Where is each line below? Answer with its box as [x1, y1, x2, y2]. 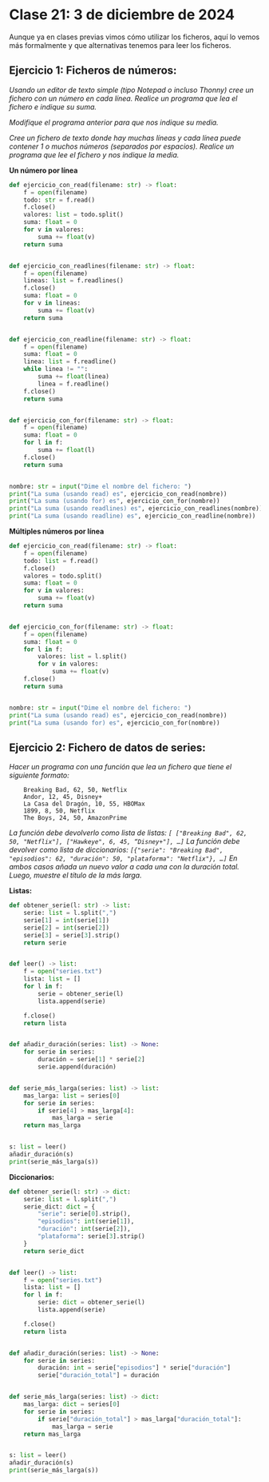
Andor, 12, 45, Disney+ [23, 793, 103, 801]
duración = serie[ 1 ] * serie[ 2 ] [38, 1056, 146, 1064]
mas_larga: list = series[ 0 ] [23, 1092, 121, 1100]
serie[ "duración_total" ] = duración [38, 1372, 160, 1380]
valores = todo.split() [23, 572, 103, 580]
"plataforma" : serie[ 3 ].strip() [38, 1232, 146, 1240]
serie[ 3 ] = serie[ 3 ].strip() [23, 931, 121, 939]
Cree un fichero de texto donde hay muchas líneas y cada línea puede [9, 133, 242, 142]
